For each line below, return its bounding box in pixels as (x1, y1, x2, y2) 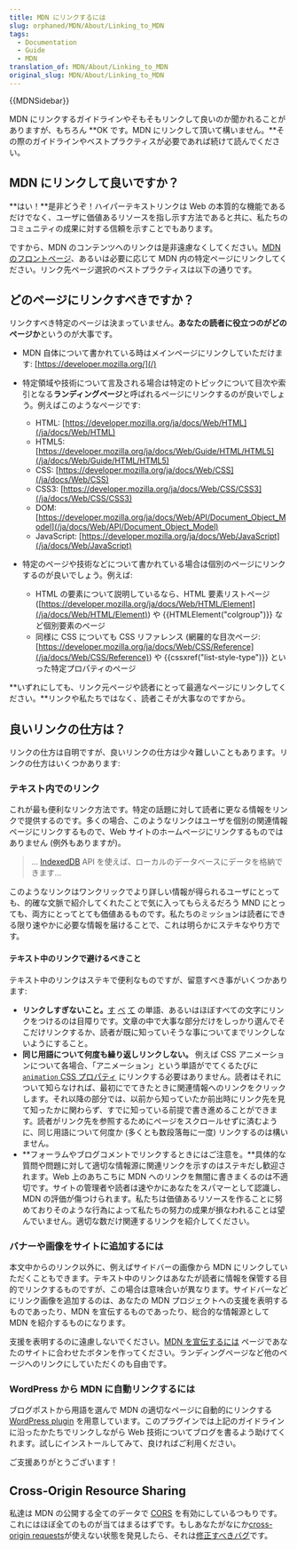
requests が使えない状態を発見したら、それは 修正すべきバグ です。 (32, 1530, 273, 1541)
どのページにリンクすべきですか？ (9, 292, 195, 307)
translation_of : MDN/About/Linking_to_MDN (9, 63, 168, 72)
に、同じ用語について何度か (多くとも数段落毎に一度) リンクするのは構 (21, 1126, 281, 1138)
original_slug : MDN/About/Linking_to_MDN (9, 71, 165, 80)
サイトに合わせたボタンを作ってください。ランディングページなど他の (24, 1347, 280, 1358)
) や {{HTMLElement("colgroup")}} (147, 610, 273, 620)
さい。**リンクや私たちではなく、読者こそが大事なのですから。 (16, 693, 251, 704)
